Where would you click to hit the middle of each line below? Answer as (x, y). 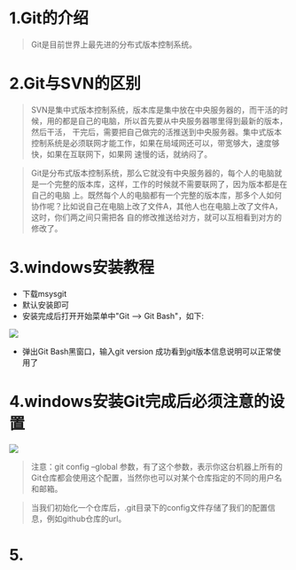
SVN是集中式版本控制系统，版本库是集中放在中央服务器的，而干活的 (156, 109)
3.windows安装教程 (82, 268)
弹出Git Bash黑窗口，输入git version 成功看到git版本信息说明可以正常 (148, 351)
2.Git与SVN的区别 (75, 84)
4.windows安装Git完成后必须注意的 (139, 402)
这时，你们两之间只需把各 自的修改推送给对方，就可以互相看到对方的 (156, 217)
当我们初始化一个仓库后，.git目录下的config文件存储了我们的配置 (149, 507)
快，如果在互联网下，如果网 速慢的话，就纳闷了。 (121, 154)
